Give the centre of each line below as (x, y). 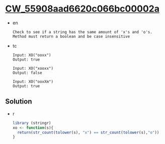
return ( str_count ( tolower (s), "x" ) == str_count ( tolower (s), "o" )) (88, 132)
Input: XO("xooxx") (33, 68)
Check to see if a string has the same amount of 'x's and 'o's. (82, 32)
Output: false (27, 73)
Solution (19, 102)
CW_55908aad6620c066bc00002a (82, 9)
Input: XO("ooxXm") (33, 81)
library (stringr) (32, 123)
